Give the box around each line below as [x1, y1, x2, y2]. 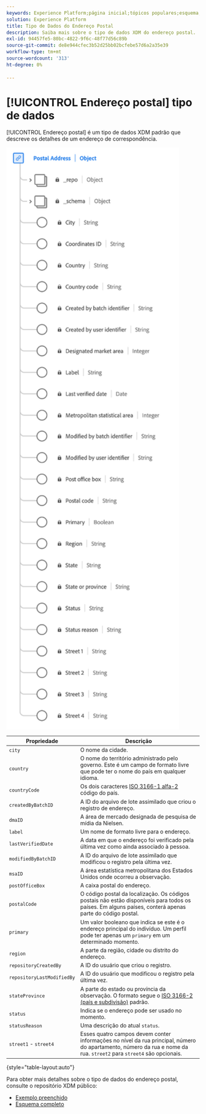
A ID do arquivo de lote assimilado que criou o [80, 798, 196, 805]
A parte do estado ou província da [80, 985, 166, 992]
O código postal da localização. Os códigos [80, 890, 190, 898]
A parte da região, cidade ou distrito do [80, 946, 179, 954]
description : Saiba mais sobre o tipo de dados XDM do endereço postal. [6, 29, 196, 36]
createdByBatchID [9, 802, 53, 809]
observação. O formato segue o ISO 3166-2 [80, 992, 193, 999]
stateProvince [9, 992, 45, 999]
